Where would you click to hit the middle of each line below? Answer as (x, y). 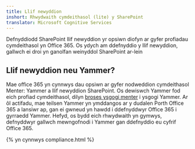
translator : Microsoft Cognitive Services (59, 22)
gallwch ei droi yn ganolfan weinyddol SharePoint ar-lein (75, 52)
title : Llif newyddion (34, 11)
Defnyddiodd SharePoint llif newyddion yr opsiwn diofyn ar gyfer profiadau (97, 39)
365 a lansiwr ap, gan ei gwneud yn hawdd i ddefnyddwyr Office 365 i (91, 110)
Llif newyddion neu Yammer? (61, 70)
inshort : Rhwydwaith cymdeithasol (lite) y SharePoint (75, 17)
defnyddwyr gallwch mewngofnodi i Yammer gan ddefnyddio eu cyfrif (91, 122)
